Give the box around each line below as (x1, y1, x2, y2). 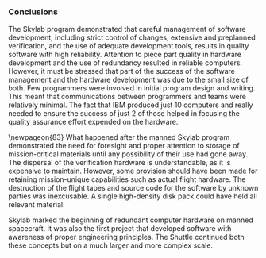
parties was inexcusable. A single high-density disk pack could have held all (8, 191, 258, 201)
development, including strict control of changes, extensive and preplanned (8, 33, 256, 42)
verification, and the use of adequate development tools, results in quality (8, 41, 249, 51)
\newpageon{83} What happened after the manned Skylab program (8, 133, 230, 142)
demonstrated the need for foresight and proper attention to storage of (8, 141, 240, 151)
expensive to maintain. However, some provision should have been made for (8, 166, 258, 176)
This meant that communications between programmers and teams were (8, 92, 246, 102)
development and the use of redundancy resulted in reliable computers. (8, 58, 243, 67)
